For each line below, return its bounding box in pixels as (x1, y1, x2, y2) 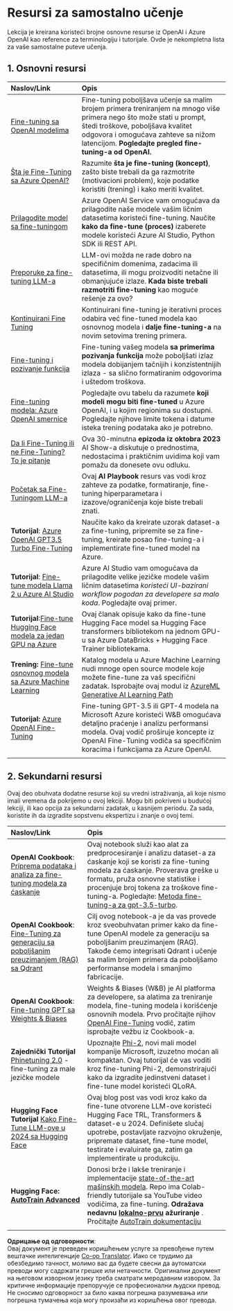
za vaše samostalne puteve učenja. (7, 42, 108, 51)
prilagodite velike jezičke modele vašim (81, 572, 209, 581)
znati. (81, 506, 100, 515)
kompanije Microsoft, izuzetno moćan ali (87, 1046, 219, 1056)
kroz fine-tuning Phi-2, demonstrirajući (87, 1063, 217, 1073)
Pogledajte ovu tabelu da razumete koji (81, 388, 209, 397)
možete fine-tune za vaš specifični (81, 672, 196, 682)
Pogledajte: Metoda (119, 891, 184, 901)
